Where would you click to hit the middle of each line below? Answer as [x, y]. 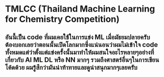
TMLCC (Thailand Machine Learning [80, 9]
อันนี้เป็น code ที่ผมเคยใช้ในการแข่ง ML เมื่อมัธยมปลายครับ [78, 37]
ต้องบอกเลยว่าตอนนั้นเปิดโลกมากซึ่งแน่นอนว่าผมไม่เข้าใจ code [82, 45]
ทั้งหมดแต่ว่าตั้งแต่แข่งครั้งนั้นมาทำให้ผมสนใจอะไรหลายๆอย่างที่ [80, 52]
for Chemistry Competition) [62, 19]
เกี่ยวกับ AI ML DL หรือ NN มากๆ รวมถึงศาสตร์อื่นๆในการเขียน [82, 60]
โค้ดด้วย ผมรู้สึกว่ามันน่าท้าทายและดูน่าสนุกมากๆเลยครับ [71, 67]
